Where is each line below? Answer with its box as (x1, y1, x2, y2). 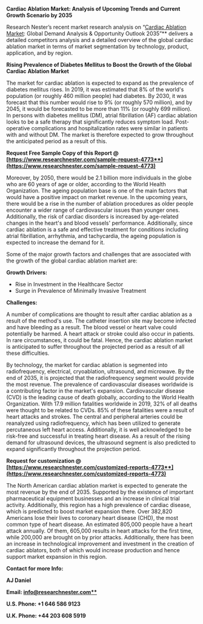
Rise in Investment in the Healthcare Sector (15, 281, 124, 288)
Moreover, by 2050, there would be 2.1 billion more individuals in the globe (6, 174, 192, 181)
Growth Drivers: (6, 269, 47, 276)
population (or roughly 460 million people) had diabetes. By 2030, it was (6, 93, 187, 99)
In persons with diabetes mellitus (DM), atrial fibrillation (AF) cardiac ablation (6, 112, 198, 119)
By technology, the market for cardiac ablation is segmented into (6, 362, 168, 368)
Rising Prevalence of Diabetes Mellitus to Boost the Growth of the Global (6, 61, 192, 68)
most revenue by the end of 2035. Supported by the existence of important (6, 488, 194, 496)
